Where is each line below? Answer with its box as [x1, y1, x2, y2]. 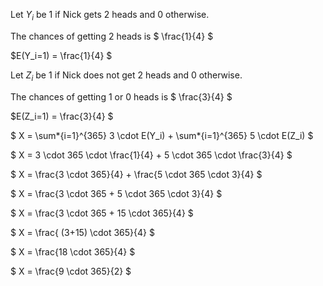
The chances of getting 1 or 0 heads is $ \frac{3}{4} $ [10, 90, 233, 103]
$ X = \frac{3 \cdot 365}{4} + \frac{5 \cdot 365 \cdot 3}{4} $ [10, 168, 263, 180]
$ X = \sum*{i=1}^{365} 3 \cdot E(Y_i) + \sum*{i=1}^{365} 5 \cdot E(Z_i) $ [10, 129, 314, 141]
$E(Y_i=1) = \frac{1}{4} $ [10, 49, 113, 61]
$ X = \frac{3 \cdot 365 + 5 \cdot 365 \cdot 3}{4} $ [10, 187, 223, 199]
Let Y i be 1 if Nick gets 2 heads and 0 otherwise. [10, 9, 210, 23]
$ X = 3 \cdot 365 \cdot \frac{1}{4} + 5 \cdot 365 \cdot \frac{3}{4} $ [10, 149, 293, 161]
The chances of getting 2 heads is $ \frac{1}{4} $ [10, 30, 214, 42]
